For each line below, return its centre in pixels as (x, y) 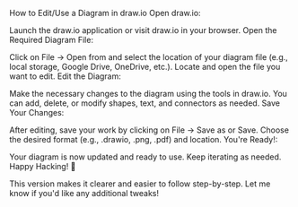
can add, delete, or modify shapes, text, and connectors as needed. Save (145, 103)
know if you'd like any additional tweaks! (84, 193)
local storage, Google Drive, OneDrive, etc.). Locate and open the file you (145, 67)
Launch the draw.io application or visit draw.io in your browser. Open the (143, 30)
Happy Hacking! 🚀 (43, 166)
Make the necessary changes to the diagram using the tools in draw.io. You (148, 94)
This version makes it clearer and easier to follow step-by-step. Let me (140, 184)
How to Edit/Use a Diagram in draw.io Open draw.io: (105, 13)
